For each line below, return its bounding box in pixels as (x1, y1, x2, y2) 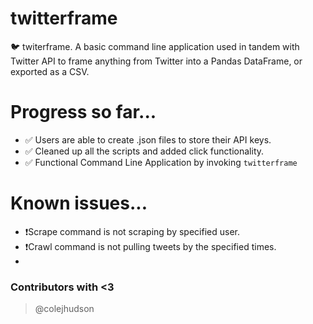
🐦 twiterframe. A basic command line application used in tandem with (10, 40, 300, 52)
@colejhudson (34, 303, 95, 315)
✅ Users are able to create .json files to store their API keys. (24, 133, 272, 146)
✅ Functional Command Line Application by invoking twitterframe (24, 156, 298, 168)
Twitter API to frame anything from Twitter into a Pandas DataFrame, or (10, 55, 303, 67)
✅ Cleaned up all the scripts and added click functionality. (24, 145, 265, 157)
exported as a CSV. (10, 65, 90, 77)
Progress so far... (10, 101, 157, 124)
